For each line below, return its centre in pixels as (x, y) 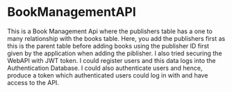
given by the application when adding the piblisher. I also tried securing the (115, 53)
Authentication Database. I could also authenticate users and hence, (105, 68)
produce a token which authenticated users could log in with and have (108, 75)
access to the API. (33, 82)
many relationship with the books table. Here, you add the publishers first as (116, 38)
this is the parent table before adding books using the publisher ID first (108, 46)
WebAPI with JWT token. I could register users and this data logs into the (111, 60)
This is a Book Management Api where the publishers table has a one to (110, 31)
